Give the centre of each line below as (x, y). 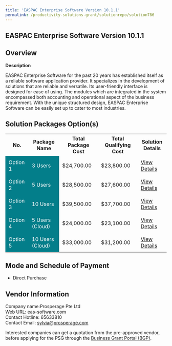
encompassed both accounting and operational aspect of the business (80, 97)
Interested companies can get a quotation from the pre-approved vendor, (83, 333)
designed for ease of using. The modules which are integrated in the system (86, 91)
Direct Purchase (30, 278)
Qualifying (118, 145)
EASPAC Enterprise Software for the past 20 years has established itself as (84, 75)
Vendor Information (37, 294)
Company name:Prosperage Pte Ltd (43, 307)
